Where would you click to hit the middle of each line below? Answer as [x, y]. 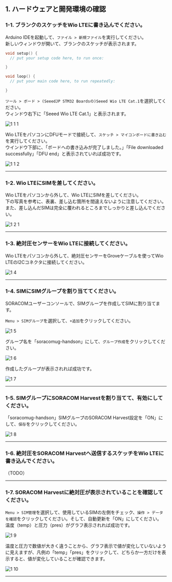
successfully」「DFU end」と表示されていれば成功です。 [64, 154]
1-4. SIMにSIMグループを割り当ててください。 [62, 291]
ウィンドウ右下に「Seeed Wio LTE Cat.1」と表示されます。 [67, 114]
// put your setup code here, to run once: [57, 58]
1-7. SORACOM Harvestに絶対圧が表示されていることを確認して [84, 492]
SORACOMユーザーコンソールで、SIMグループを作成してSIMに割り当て [81, 303]
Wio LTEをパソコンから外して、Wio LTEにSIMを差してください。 [73, 195]
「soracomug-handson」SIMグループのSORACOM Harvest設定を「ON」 [82, 418]
